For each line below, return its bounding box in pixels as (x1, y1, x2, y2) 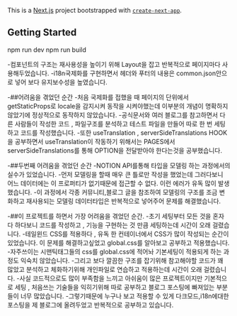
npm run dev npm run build (7, 45, 87, 54)
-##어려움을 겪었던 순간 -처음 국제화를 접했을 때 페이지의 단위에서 (7, 92, 189, 102)
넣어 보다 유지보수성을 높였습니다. (14, 77, 108, 86)
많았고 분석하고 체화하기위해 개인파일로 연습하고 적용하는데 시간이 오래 (7, 265, 202, 273)
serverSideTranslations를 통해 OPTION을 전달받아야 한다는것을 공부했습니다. (7, 146, 223, 155)
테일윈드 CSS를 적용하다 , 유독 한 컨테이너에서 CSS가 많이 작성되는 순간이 (25, 229, 229, 238)
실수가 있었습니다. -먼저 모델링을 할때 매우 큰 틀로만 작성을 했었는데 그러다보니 (7, 170, 224, 178)
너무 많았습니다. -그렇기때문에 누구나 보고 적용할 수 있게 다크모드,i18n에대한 (20, 291, 229, 300)
